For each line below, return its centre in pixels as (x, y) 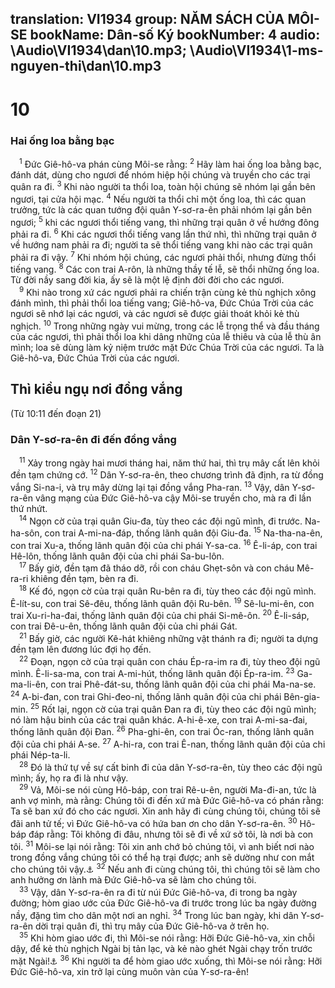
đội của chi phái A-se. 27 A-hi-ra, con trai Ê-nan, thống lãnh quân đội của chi (168, 744)
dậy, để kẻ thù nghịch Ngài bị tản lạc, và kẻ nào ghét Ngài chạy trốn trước (161, 949)
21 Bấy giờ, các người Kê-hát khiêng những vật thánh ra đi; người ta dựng (169, 638)
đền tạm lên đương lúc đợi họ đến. (81, 649)
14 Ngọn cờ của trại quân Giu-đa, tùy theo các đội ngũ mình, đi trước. (161, 520)
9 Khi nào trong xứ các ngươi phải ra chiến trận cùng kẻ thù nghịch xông (168, 292)
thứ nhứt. (29, 508)
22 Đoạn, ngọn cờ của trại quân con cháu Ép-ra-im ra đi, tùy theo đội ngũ (170, 660)
